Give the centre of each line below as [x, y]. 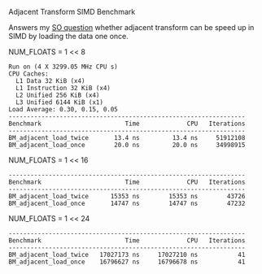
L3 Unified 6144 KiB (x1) [60, 102]
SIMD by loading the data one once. [68, 36]
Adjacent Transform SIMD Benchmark [72, 12]
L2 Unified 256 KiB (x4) [58, 95]
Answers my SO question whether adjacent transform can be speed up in [131, 27]
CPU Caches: [28, 74]
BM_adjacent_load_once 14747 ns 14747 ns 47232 [127, 203]
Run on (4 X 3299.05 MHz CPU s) [63, 67]
